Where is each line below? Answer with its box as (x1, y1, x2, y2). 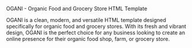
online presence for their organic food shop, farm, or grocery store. (6, 36, 170, 42)
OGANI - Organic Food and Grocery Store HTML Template (6, 5, 148, 12)
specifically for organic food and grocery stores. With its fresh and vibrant (6, 23, 187, 30)
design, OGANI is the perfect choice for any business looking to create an (6, 29, 186, 36)
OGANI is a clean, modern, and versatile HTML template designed (6, 17, 167, 23)
